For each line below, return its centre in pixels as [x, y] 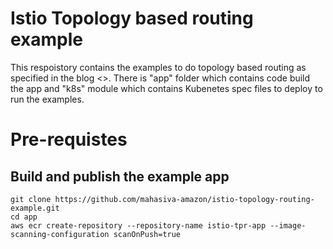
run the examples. [47, 99]
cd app [24, 217]
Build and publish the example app [120, 176]
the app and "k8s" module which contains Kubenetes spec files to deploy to [166, 88]
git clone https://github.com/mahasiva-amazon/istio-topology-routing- [162, 199]
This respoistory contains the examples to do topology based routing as [158, 67]
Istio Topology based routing [132, 18]
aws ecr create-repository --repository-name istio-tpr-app [138, 225]
